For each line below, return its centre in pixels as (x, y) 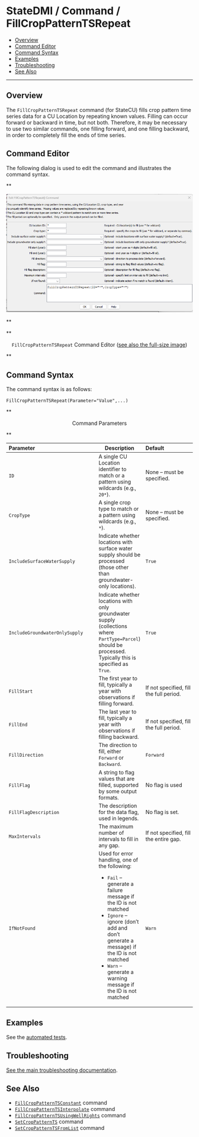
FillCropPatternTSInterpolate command (65, 1109)
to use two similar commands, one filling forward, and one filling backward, (98, 129)
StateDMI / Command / (63, 11)
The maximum (116, 827)
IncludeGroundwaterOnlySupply (46, 633)
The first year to (118, 678)
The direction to (118, 745)
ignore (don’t (123, 922)
